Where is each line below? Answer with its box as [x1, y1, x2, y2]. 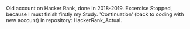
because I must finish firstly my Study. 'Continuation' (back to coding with [6, 11, 184, 18]
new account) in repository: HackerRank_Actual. [6, 17, 122, 23]
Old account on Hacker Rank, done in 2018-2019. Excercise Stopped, [6, 5, 172, 11]
